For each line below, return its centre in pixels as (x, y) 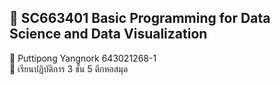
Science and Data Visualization (108, 34)
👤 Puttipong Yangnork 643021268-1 (83, 58)
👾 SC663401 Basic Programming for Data (140, 18)
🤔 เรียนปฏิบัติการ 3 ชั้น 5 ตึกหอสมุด (69, 68)
